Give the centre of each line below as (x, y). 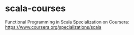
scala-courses (35, 9)
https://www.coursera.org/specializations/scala (53, 27)
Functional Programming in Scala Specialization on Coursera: (67, 22)
